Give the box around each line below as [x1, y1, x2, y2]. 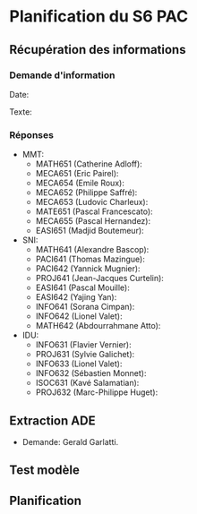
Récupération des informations [9, 42, 186, 57]
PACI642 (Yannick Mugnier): [35, 263, 141, 274]
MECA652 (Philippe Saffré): [35, 187, 138, 198]
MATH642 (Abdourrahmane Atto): [35, 321, 161, 331]
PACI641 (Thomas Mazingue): [35, 253, 145, 265]
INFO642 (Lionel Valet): [35, 311, 123, 321]
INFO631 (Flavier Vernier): [35, 339, 132, 350]
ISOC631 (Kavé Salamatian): [35, 378, 140, 389]
